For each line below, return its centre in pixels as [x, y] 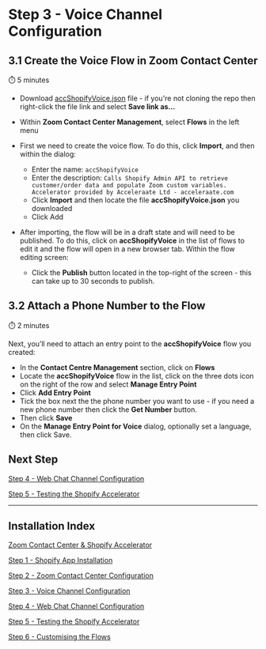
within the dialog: [48, 154]
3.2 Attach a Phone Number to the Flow [107, 306]
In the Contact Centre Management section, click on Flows [117, 367]
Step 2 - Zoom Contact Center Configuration [81, 575]
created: [22, 352]
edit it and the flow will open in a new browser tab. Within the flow [127, 249]
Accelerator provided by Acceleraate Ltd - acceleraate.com [133, 192]
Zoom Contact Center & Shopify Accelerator [80, 545]
